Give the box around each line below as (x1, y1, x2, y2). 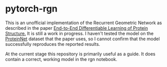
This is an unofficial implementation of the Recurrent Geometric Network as (5, 20, 162, 26)
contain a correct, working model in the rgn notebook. (5, 56, 118, 62)
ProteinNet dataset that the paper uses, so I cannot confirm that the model (5, 36, 160, 42)
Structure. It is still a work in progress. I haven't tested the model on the (5, 30, 154, 36)
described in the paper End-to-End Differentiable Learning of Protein (5, 25, 148, 31)
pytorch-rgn (5, 3, 58, 15)
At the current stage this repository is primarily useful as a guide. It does (5, 51, 155, 57)
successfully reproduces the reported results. (5, 41, 100, 47)
